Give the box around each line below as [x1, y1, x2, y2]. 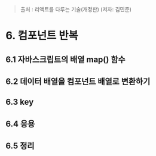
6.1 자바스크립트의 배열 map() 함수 [5, 54, 126, 64]
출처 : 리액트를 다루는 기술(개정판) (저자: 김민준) [20, 6, 132, 13]
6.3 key [5, 97, 34, 107]
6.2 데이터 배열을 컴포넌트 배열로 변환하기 [5, 76, 151, 86]
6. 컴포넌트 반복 [5, 29, 78, 42]
